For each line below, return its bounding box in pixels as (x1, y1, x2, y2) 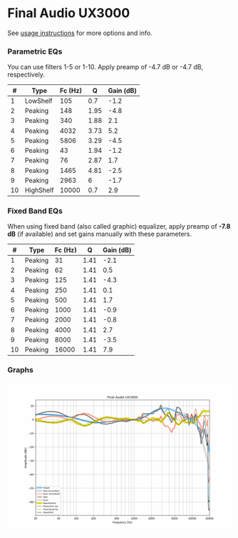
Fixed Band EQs (7, 206, 63, 216)
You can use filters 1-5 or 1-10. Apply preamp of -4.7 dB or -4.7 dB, (7, 63, 204, 71)
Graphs (7, 365, 33, 375)
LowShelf (24, 96, 53, 105)
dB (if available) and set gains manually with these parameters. (7, 230, 192, 239)
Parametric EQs (7, 46, 63, 56)
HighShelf (24, 186, 54, 194)
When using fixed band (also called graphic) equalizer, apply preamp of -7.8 (7, 222, 231, 231)
